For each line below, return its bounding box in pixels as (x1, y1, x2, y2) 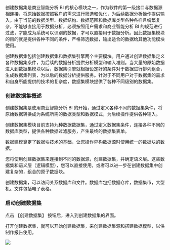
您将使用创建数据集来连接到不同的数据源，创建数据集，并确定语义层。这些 (5, 156, 160, 162)
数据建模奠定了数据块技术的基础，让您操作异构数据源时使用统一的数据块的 (5, 139, 160, 145)
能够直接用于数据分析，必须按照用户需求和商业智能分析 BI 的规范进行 (18, 23, 163, 29)
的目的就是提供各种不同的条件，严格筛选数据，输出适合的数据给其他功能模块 (5, 36, 165, 42)
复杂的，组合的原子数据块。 (9, 169, 67, 175)
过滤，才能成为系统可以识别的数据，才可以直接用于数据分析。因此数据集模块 (5, 30, 165, 35)
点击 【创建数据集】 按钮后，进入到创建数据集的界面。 (5, 212, 119, 218)
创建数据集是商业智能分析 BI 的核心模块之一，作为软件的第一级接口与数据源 (5, 5, 163, 10)
